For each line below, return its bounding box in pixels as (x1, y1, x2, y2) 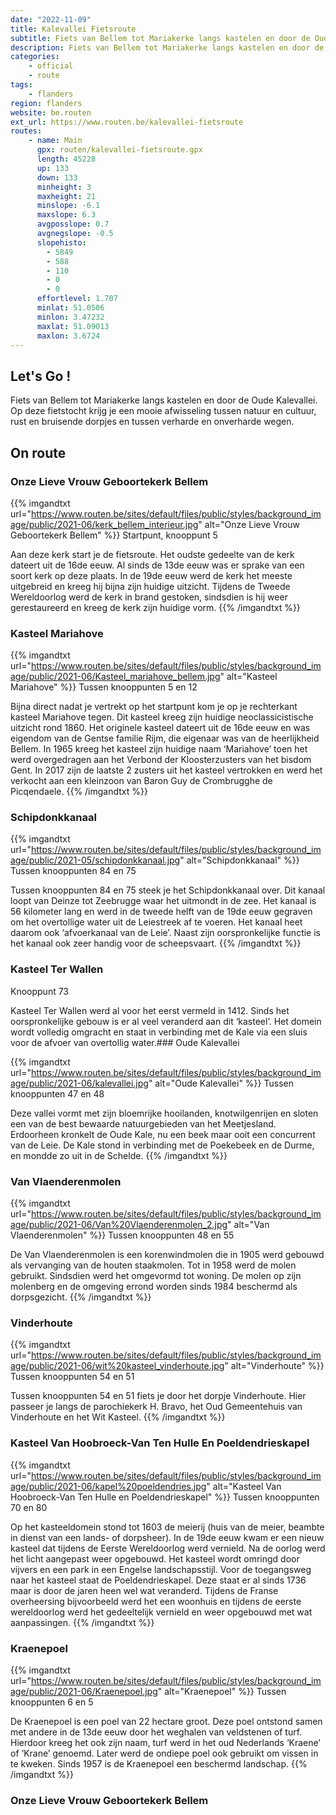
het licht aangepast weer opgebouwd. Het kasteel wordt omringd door (10, 1552, 300, 1565)
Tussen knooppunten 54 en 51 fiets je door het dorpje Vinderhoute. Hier (10, 1390, 307, 1402)
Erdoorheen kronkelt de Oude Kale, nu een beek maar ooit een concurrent (10, 1128, 316, 1140)
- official (28, 61, 74, 71)
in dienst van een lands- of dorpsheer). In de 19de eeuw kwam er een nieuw (10, 1531, 325, 1543)
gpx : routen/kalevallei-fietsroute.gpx (36, 145, 203, 155)
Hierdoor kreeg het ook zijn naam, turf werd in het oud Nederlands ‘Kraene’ (10, 1736, 322, 1748)
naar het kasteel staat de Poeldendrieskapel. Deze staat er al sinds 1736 (10, 1574, 307, 1586)
